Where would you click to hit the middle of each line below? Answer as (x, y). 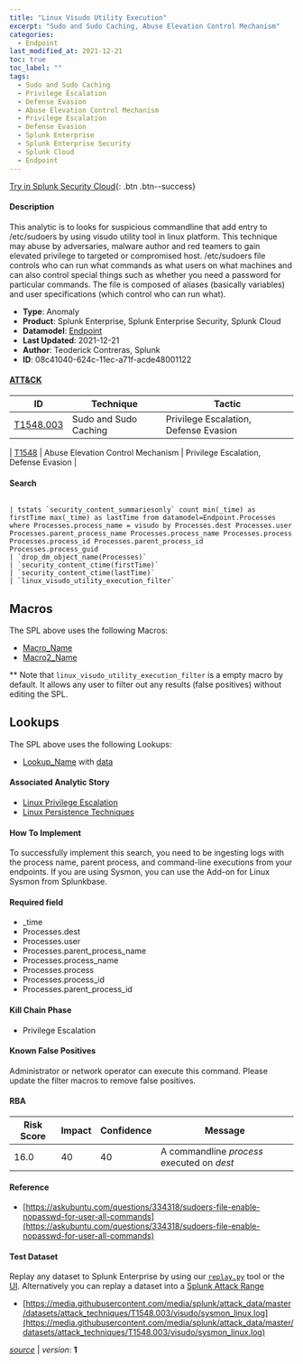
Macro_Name (47, 647)
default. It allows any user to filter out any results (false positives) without (146, 684)
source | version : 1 (44, 1350)
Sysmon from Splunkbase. (59, 882)
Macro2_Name (50, 657)
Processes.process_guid (54, 550)
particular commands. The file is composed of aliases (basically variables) (147, 284)
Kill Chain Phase (41, 1010)
